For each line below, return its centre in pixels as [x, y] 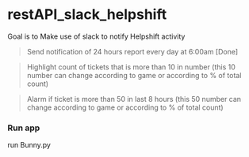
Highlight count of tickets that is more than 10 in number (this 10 [131, 67]
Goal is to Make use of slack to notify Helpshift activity [96, 36]
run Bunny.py [29, 145]
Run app [24, 128]
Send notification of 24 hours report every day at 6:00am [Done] [132, 51]
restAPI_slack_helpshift [87, 15]
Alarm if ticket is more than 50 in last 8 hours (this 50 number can [134, 99]
